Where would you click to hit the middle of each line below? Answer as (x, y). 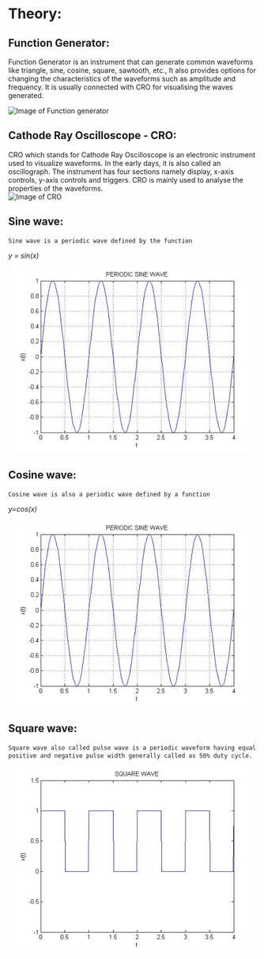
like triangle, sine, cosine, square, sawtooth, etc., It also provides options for (132, 70)
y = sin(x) (24, 255)
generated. (26, 95)
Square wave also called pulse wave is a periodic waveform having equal (132, 748)
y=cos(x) (23, 509)
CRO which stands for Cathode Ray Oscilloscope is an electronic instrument (132, 154)
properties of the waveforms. (56, 188)
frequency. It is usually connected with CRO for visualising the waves (121, 87)
